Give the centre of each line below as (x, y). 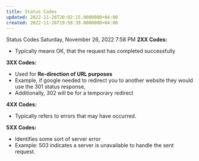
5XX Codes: (21, 128)
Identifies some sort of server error (58, 139)
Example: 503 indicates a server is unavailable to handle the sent (94, 146)
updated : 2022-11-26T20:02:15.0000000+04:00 (62, 17)
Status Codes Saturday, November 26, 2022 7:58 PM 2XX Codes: (87, 40)
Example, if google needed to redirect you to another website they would (104, 80)
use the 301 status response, (50, 87)
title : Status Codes (32, 12)
